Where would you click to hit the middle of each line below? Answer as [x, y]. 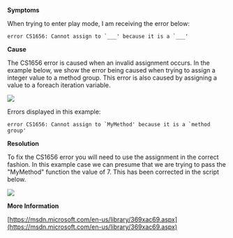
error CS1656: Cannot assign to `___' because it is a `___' [98, 36]
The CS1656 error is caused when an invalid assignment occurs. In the [109, 63]
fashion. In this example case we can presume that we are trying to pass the [117, 164]
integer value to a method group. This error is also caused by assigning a [112, 77]
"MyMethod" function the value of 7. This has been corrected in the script [113, 172]
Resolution [23, 143]
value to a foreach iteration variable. [59, 85]
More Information [33, 206]
